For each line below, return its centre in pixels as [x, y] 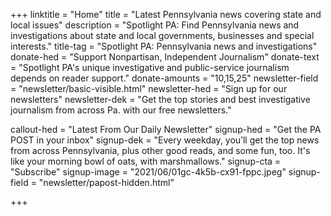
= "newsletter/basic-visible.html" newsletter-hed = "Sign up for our [149, 88]
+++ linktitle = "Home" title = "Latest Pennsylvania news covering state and [166, 14]
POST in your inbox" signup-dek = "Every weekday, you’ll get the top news [165, 140]
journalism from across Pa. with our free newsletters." [121, 110]
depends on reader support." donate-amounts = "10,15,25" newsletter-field [164, 78]
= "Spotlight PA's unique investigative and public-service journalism [150, 67]
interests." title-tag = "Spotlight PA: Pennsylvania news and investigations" [164, 46]
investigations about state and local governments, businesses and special [162, 35]
